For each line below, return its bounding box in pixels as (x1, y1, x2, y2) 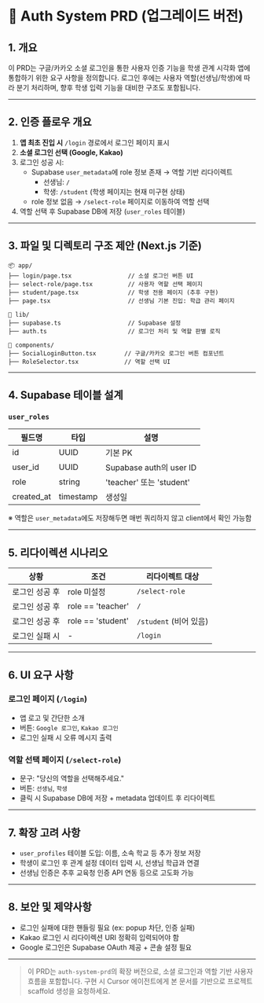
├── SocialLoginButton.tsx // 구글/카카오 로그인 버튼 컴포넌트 (8, 349, 225, 358)
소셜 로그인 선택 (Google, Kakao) (19, 147, 123, 157)
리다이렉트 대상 (145, 571, 200, 582)
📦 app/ (8, 261, 33, 270)
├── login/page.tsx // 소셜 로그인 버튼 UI (8, 272, 194, 280)
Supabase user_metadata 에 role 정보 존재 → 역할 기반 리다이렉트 (31, 167, 233, 177)
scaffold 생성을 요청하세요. (27, 986, 111, 995)
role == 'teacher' (67, 601, 130, 612)
